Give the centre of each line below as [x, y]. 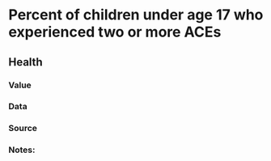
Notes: [22, 150]
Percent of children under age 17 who [136, 15]
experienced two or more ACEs [115, 32]
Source [23, 129]
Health [25, 62]
